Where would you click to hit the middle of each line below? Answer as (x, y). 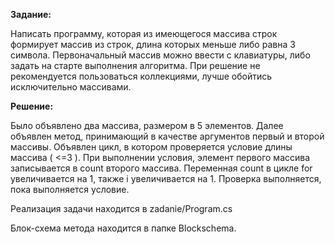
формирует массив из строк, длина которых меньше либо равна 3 (153, 44)
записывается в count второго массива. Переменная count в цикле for (161, 168)
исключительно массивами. (71, 87)
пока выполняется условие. (70, 189)
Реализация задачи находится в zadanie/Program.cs (121, 208)
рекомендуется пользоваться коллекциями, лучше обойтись (141, 76)
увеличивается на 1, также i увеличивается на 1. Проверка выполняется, (166, 178)
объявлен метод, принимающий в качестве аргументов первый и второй (167, 136)
